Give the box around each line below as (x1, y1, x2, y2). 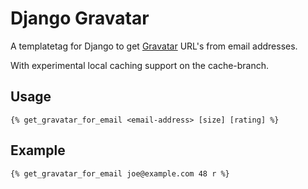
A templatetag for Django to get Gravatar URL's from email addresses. (10, 40, 298, 52)
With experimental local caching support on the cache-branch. (10, 59, 270, 71)
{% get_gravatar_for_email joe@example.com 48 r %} (10, 168, 230, 179)
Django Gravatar (10, 7, 150, 30)
